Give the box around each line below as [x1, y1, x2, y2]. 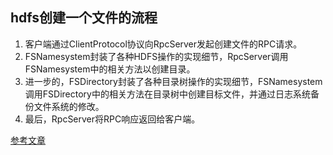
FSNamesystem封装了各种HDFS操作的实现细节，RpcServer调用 [24, 50, 289, 62]
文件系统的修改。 [33, 100, 105, 112]
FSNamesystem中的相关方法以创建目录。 [24, 63, 196, 75]
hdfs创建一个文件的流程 [10, 9, 158, 27]
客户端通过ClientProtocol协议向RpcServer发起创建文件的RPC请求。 [24, 38, 303, 50]
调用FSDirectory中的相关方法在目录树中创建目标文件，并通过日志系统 [24, 88, 311, 100]
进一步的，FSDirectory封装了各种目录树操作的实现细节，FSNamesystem [24, 75, 323, 87]
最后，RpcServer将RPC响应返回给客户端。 [24, 113, 201, 125]
